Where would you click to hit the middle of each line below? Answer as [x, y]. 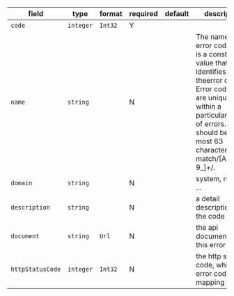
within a [209, 106]
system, [209, 179]
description [31, 207]
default [177, 14]
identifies [211, 71]
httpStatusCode [36, 269]
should [207, 133]
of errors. [211, 124]
